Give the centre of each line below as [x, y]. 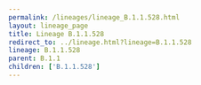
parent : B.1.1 [35, 58]
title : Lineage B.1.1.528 [56, 34]
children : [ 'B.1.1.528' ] [54, 67]
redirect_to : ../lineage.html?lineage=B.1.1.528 [100, 42]
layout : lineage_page [48, 26]
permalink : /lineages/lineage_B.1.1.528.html [94, 17]
